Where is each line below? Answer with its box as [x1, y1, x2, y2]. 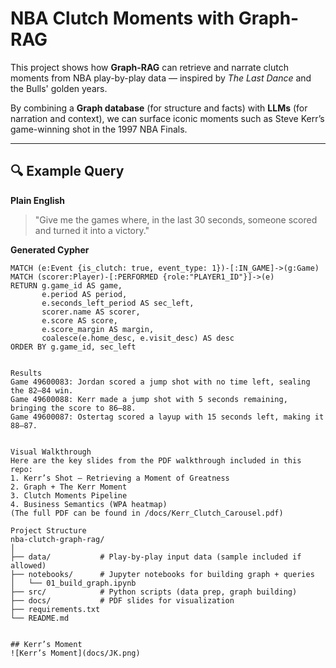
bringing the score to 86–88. [10, 403, 137, 413]
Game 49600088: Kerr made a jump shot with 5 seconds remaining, [10, 394, 288, 404]
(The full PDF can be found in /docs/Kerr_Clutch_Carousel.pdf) [10, 508, 284, 518]
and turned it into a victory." [34, 224, 150, 236]
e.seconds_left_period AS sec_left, [41, 298, 195, 308]
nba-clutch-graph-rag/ [10, 534, 105, 544]
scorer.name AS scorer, [41, 307, 141, 317]
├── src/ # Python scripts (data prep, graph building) [10, 587, 298, 597]
